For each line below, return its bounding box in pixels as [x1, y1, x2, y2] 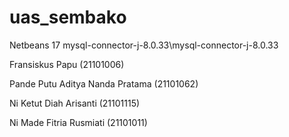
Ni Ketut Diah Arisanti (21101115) [9, 97, 141, 109]
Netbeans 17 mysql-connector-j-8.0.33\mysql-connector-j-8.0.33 [9, 39, 279, 51]
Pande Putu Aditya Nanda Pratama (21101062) [9, 77, 199, 90]
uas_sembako [9, 6, 127, 29]
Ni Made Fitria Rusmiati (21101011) [9, 116, 148, 128]
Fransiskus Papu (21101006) [9, 58, 125, 70]
